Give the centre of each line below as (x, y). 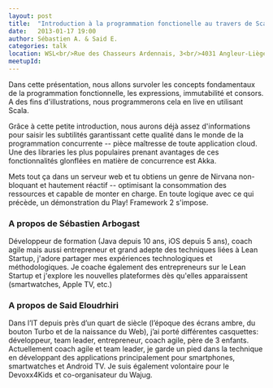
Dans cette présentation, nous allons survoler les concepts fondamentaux (132, 84)
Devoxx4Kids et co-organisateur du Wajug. (80, 375)
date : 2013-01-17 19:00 (52, 31)
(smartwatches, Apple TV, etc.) (60, 285)
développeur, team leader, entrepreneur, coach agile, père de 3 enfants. (129, 340)
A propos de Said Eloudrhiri (64, 306)
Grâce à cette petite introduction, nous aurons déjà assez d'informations (130, 126)
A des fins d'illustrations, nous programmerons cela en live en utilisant (126, 102)
